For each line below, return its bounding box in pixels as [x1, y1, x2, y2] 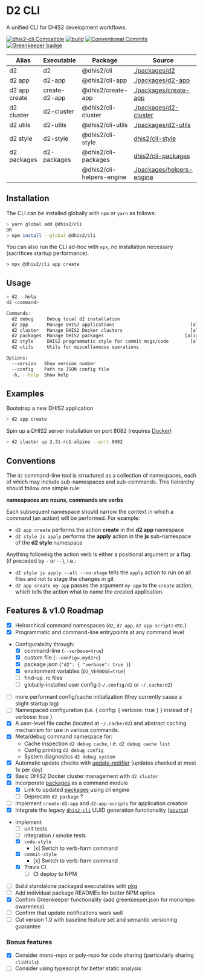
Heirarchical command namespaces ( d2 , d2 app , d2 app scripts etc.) [14, 621, 187, 629]
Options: [6, 355, 28, 361]
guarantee [14, 923, 41, 930]
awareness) [14, 902, 45, 910]
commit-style [24, 851, 57, 857]
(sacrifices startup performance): [6, 250, 89, 257]
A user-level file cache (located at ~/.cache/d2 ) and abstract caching [14, 720, 187, 727]
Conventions [6, 456, 56, 466]
